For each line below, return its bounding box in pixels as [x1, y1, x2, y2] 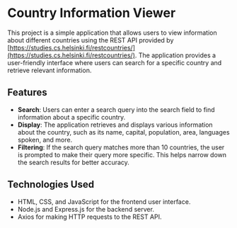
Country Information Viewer [7, 5, 176, 21]
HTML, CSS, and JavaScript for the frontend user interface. [17, 197, 191, 206]
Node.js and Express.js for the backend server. [17, 205, 154, 213]
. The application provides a [134, 51, 216, 59]
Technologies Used [7, 178, 94, 190]
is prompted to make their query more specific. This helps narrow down [17, 150, 227, 159]
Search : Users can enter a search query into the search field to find [17, 105, 215, 114]
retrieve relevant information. [7, 66, 92, 74]
